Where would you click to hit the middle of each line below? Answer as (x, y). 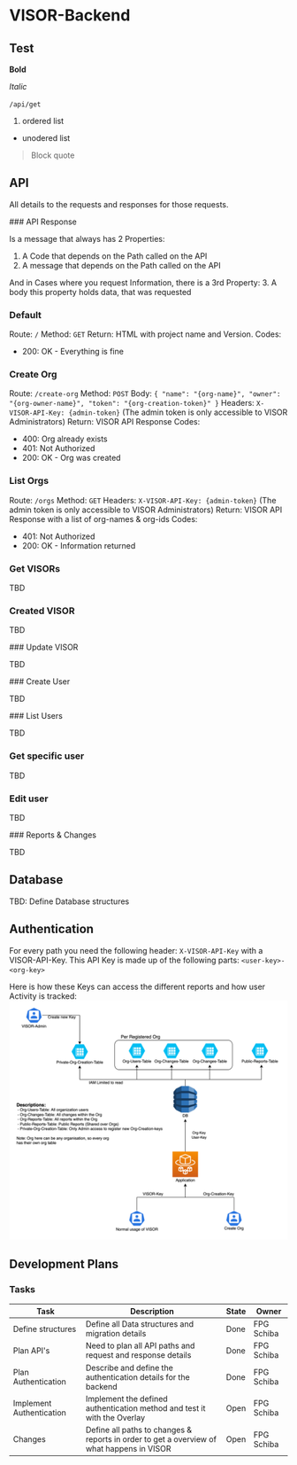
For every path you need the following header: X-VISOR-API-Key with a (136, 950)
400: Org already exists (65, 439)
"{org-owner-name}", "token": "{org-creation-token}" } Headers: (132, 403)
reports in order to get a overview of (151, 1439)
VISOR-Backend (70, 16)
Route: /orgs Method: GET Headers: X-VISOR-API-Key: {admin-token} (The (143, 500)
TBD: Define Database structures (69, 901)
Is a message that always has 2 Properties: (87, 238)
